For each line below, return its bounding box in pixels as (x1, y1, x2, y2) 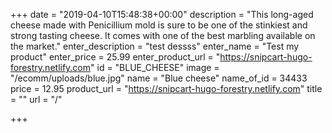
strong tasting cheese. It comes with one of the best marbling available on (10, 30, 316, 41)
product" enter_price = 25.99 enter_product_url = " (10, 51, 221, 63)
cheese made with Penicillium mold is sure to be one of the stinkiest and (10, 19, 308, 31)
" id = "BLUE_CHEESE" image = (90, 62, 220, 73)
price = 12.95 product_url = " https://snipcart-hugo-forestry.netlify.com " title (10, 83, 323, 94)
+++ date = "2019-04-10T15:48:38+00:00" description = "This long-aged (10, 9, 314, 20)
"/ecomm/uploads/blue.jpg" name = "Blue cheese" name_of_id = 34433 (10, 72, 308, 84)
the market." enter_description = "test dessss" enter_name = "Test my (10, 40, 300, 52)
